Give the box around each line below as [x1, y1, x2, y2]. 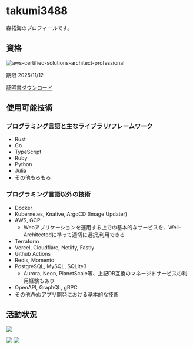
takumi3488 [6, 4, 68, 18]
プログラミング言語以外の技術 [6, 190, 91, 199]
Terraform [14, 238, 39, 245]
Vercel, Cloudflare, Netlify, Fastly [14, 243, 95, 251]
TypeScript [14, 149, 42, 156]
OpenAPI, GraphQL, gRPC [14, 284, 78, 291]
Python [14, 161, 32, 168]
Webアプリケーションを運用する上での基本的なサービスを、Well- [23, 223, 181, 231]
